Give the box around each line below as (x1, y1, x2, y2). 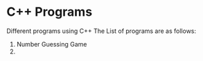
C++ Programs (6, 4, 93, 20)
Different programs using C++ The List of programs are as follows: (6, 27, 197, 35)
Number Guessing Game (16, 40, 87, 48)
